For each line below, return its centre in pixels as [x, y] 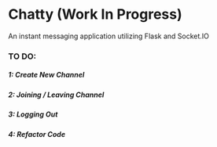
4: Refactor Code [37, 134]
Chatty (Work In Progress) [95, 14]
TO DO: [22, 56]
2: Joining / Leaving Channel [56, 95]
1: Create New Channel [46, 75]
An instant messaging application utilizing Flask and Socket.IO [109, 36]
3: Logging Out [33, 114]
